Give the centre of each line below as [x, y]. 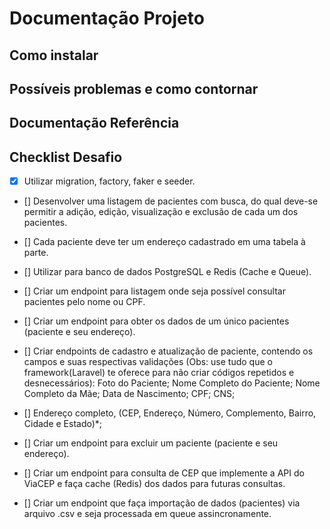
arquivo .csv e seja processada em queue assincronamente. [147, 514]
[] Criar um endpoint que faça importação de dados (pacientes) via [162, 503]
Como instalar [54, 55]
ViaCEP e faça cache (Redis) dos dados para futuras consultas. [154, 484]
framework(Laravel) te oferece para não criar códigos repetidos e [159, 373]
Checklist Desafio [66, 157]
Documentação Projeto [107, 18]
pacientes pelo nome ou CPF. [84, 302]
